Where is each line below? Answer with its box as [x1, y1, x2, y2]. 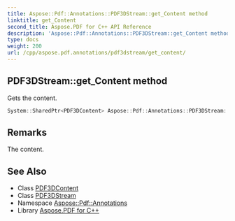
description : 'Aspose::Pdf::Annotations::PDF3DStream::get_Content [7, 29, 208, 37]
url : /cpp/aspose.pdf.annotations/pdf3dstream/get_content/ [7, 50, 187, 57]
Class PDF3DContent [17, 184, 79, 192]
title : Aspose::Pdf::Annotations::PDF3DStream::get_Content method [7, 10, 208, 17]
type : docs [7, 36, 39, 43]
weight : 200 [7, 43, 42, 50]
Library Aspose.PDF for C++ [17, 206, 100, 215]
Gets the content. [7, 94, 57, 102]
